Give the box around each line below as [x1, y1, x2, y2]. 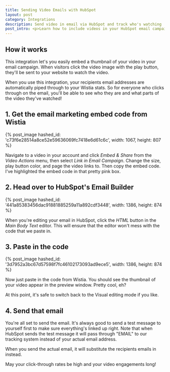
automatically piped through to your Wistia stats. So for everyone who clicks [5, 84, 164, 90]
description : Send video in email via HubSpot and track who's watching [5, 21, 162, 27]
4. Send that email [5, 307, 64, 315]
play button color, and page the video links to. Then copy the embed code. [5, 163, 161, 169]
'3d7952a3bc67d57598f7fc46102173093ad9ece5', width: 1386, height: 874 [5, 261, 162, 267]
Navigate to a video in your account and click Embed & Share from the [5, 152, 152, 158]
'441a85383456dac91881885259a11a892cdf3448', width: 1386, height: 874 [5, 201, 162, 208]
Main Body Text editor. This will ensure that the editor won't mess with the [5, 222, 160, 228]
